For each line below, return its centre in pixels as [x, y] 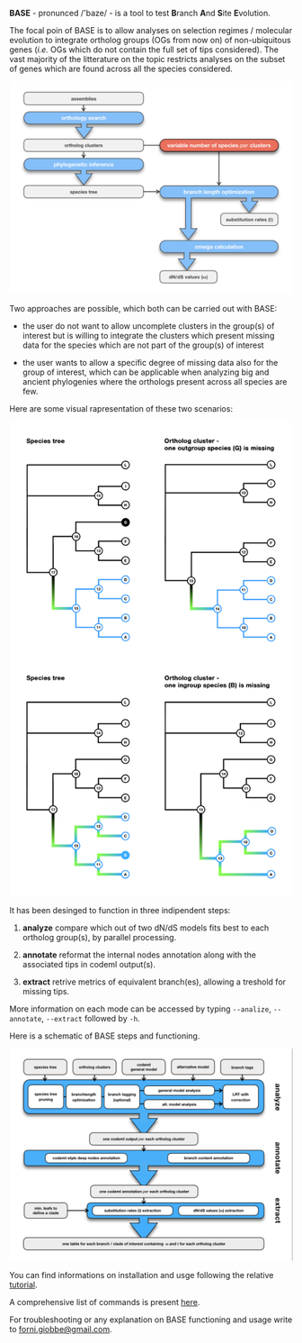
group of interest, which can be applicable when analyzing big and [146, 372]
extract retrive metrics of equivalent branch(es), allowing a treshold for [154, 982]
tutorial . [23, 1285]
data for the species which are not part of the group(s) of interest [143, 345]
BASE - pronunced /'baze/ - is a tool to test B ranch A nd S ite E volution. [140, 13]
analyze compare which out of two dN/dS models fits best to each [146, 928]
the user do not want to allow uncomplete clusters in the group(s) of [148, 326]
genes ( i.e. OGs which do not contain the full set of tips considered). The [144, 50]
